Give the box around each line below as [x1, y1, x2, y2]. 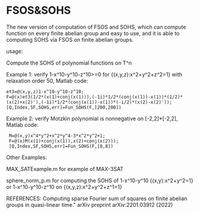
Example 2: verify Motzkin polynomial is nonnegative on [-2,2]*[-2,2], [6, 115, 178, 122]
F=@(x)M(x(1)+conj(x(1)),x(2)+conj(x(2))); [8, 138, 119, 144]
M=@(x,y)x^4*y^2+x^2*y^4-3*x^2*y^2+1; [8, 133, 106, 139]
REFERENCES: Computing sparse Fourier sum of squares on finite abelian [6, 195, 188, 202]
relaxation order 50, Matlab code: [6, 77, 88, 84]
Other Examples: [6, 154, 47, 161]
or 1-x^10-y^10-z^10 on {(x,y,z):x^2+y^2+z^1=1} [6, 183, 123, 190]
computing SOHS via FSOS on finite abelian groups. [6, 36, 134, 43]
